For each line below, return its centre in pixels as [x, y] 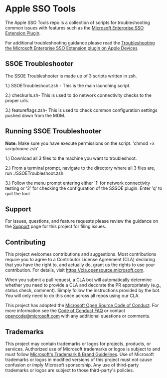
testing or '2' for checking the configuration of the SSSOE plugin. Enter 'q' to [84, 188]
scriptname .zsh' [22, 148]
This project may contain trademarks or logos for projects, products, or [78, 344]
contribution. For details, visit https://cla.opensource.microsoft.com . [75, 270]
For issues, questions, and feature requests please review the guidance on [82, 221]
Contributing [25, 242]
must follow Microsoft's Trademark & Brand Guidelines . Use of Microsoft [80, 354]
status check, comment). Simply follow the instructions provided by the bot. [83, 291]
